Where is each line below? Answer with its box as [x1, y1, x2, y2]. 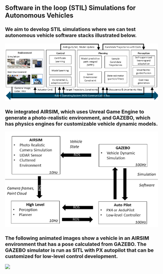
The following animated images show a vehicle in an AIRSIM [5, 235, 149, 242]
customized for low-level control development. [5, 253, 118, 259]
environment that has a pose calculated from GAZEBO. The [5, 241, 147, 247]
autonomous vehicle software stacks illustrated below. [5, 32, 137, 39]
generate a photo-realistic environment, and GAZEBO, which [5, 114, 151, 121]
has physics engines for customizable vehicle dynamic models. [5, 120, 158, 127]
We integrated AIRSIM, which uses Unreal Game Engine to [5, 108, 145, 115]
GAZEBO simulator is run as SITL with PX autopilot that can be [5, 247, 154, 254]
